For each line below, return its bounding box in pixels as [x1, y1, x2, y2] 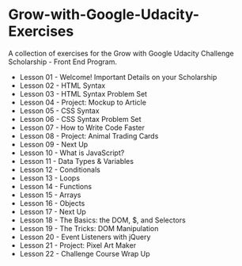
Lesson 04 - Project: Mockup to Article [19, 97, 146, 107]
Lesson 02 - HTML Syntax [19, 81, 106, 90]
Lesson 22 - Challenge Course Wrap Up [19, 249, 150, 258]
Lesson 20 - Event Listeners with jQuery [19, 232, 151, 241]
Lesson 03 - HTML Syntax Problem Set [19, 89, 148, 98]
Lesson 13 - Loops [19, 173, 81, 183]
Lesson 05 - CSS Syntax [19, 105, 100, 116]
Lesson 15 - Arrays [19, 190, 81, 199]
